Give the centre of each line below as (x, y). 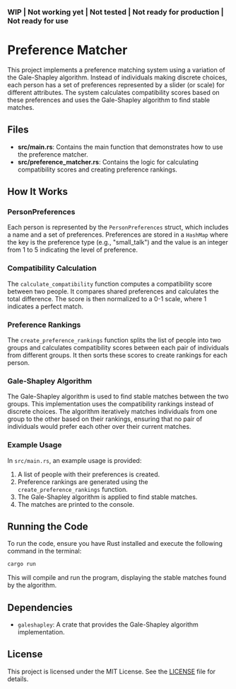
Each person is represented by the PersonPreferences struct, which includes (118, 228)
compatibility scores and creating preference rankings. (98, 169)
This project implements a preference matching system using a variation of (117, 69)
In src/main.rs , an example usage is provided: (75, 460)
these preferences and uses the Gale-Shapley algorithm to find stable (109, 100)
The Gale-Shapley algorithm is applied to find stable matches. (107, 497)
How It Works (38, 192)
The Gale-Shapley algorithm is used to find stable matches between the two (118, 396)
